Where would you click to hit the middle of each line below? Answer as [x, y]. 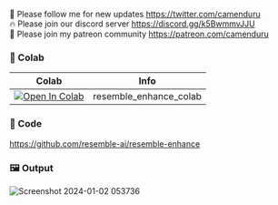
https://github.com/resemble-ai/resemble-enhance [105, 143]
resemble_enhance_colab [148, 97]
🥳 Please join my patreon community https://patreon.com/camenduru [139, 34]
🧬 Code [26, 124]
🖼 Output [31, 168]
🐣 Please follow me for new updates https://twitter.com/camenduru [135, 14]
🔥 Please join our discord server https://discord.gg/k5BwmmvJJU [133, 24]
